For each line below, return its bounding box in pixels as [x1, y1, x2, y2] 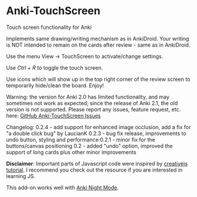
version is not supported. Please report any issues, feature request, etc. [6, 106, 181, 113]
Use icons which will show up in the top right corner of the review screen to [6, 75, 190, 83]
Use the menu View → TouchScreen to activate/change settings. [6, 52, 164, 60]
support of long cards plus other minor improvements [6, 149, 137, 156]
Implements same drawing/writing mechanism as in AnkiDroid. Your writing [6, 35, 189, 42]
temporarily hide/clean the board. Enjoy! [6, 81, 104, 89]
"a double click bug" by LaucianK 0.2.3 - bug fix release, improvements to [6, 130, 186, 137]
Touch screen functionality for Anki [6, 24, 92, 31]
